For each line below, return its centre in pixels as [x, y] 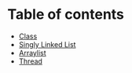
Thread [30, 61]
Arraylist [32, 53]
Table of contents [66, 15]
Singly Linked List [47, 44]
